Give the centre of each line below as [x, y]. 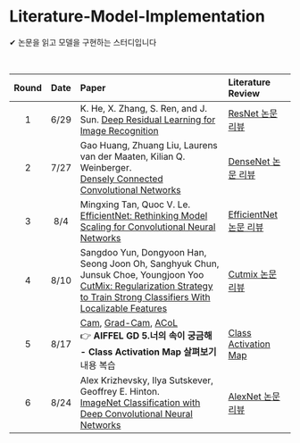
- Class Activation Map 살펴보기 [148, 352]
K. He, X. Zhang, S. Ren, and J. [144, 108]
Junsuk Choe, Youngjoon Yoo [142, 274]
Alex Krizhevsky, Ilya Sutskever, [147, 380]
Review [244, 93]
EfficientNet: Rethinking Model [144, 215]
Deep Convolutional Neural [137, 414]
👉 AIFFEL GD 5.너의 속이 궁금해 [146, 335]
